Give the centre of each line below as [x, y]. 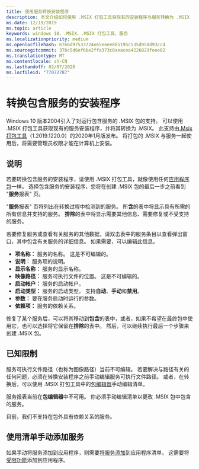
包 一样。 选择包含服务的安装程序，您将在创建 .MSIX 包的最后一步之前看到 [96, 186]
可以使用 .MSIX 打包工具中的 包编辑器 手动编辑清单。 [85, 384]
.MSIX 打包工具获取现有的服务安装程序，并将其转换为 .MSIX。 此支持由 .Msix [99, 129]
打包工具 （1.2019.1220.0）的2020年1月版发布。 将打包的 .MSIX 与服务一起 [96, 136]
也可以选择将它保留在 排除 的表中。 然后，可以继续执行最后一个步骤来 [105, 326]
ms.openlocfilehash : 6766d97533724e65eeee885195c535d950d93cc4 [86, 45]
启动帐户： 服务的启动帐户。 [49, 283]
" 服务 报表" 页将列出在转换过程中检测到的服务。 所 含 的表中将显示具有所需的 [98, 206]
